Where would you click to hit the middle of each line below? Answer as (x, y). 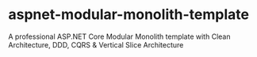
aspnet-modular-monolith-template (129, 15)
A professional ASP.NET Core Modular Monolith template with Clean (119, 36)
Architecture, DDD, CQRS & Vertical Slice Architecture (96, 44)
